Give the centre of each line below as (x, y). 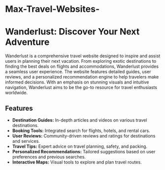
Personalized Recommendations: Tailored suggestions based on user (84, 151)
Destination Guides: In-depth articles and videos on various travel (80, 120)
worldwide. (16, 93)
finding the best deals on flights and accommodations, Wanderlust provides (82, 66)
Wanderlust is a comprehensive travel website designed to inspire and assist (83, 56)
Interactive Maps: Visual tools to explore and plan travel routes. (77, 162)
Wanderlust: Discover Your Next (72, 32)
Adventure (27, 42)
